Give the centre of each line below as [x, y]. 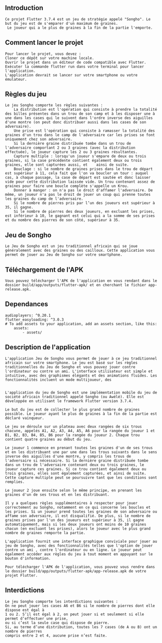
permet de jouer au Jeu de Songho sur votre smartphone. [64, 255]
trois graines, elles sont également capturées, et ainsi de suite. [76, 473]
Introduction [24, 8]
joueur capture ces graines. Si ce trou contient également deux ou [76, 469]
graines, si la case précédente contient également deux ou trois [73, 161]
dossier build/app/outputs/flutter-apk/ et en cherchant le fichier [76, 285]
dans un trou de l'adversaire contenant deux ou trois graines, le [75, 465]
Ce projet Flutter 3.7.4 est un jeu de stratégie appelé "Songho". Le [78, 19]
